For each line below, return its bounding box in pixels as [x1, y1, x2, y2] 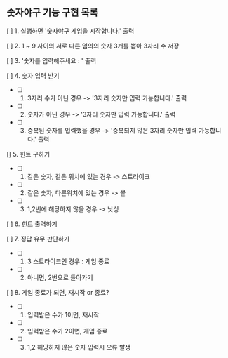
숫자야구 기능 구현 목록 [6, 6, 99, 19]
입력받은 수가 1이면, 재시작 [27, 310, 100, 319]
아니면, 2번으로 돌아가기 [27, 273, 93, 281]
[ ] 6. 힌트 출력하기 [6, 220, 58, 228]
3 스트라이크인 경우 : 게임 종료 [27, 257, 110, 265]
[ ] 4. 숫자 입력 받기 [6, 71, 60, 79]
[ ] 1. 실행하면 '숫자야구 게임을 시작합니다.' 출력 [6, 27, 135, 35]
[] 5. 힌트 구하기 [6, 150, 51, 158]
